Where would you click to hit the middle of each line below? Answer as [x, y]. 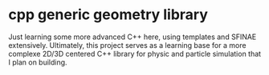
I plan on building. [38, 62]
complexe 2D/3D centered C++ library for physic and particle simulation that [135, 53]
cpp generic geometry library [108, 15]
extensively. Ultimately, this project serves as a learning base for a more [127, 45]
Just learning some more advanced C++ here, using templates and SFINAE [132, 37]
